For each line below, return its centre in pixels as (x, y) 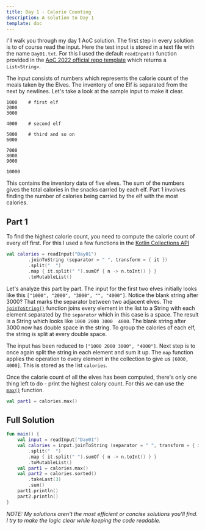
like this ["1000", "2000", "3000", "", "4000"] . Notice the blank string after (103, 295)
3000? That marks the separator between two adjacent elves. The (89, 301)
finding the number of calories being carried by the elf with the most (92, 196)
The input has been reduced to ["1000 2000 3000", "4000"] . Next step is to (101, 346)
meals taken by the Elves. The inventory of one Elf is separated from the (97, 85)
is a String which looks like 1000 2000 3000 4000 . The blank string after (96, 321)
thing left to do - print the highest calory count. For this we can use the (95, 383)
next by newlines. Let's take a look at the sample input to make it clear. (95, 91)
